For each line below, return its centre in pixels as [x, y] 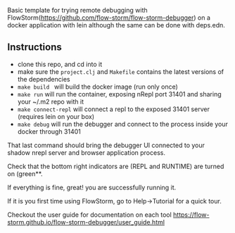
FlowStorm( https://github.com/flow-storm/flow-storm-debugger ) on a [109, 18]
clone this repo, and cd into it [60, 64]
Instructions [34, 48]
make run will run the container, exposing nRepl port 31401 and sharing [119, 94]
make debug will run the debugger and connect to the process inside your [123, 124]
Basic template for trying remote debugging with [77, 10]
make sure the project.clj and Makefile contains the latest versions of [120, 71]
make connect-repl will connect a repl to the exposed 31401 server [113, 109]
